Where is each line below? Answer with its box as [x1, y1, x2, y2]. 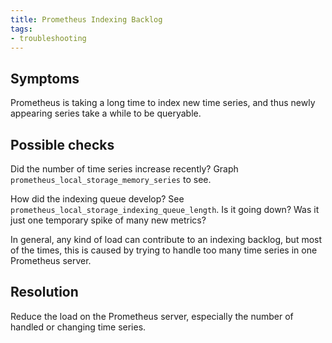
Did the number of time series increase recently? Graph [10, 163, 239, 175]
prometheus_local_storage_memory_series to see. [10, 174, 212, 185]
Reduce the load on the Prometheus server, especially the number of [10, 310, 294, 322]
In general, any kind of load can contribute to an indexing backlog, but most [10, 234, 323, 245]
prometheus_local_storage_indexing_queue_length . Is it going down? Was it [10, 204, 320, 215]
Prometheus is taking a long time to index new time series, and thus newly [10, 97, 316, 109]
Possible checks [10, 136, 115, 153]
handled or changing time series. [10, 321, 147, 333]
